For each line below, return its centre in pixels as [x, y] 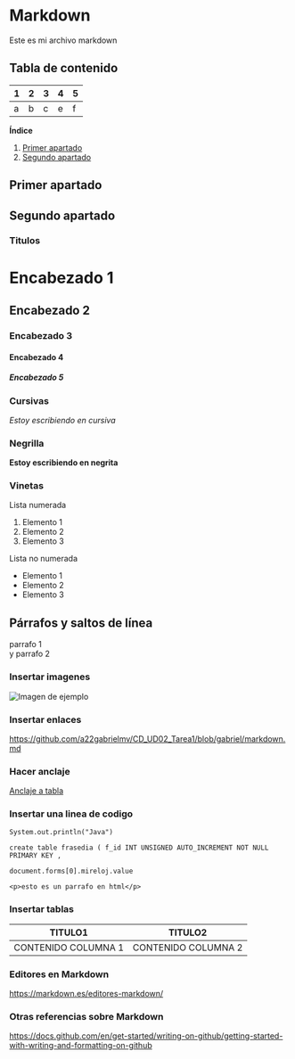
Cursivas [29, 400]
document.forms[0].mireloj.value [71, 871]
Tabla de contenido [64, 68]
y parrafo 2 [30, 654]
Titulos [25, 241]
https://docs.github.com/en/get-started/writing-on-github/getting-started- [146, 1036]
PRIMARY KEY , [36, 856]
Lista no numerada [44, 559]
